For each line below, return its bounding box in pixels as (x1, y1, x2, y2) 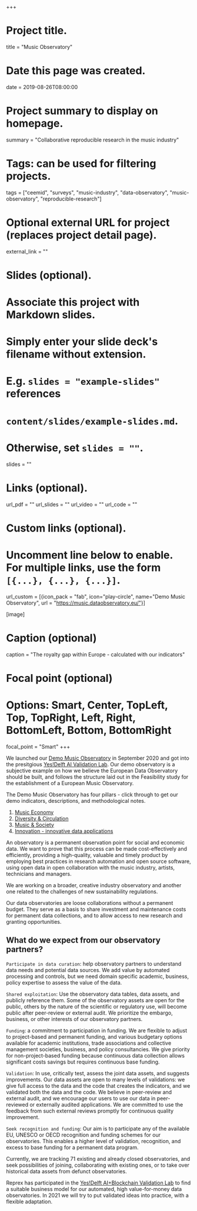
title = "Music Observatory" (6, 43, 73, 50)
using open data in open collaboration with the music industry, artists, (6, 864, 175, 871)
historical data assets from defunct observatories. (6, 1167, 128, 1174)
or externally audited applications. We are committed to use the (29, 1101, 183, 1108)
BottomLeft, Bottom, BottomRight (6, 723, 172, 737)
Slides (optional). (6, 268, 92, 282)
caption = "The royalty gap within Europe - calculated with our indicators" (6, 651, 185, 658)
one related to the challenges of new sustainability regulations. (6, 888, 158, 895)
